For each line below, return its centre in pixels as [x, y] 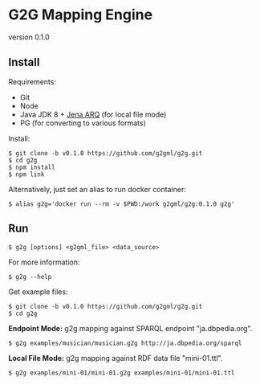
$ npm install [32, 167]
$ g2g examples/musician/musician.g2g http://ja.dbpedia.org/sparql [125, 343]
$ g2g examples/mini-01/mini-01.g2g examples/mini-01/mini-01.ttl [122, 373]
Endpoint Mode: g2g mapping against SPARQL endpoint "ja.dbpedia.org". [130, 328]
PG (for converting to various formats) [83, 123]
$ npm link [26, 174]
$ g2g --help [30, 276]
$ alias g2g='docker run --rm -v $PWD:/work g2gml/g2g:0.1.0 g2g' [122, 204]
